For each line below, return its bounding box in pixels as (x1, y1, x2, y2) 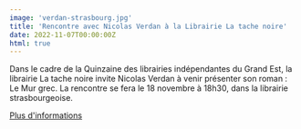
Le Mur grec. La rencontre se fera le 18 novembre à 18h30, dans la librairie (9, 83, 289, 94)
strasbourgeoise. (9, 93, 73, 104)
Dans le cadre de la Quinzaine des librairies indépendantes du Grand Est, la (9, 64, 293, 74)
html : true (9, 38, 51, 48)
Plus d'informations (9, 110, 83, 121)
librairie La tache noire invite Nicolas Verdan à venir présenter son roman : (9, 74, 288, 84)
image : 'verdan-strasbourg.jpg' (9, 13, 132, 23)
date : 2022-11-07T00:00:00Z (9, 30, 117, 39)
